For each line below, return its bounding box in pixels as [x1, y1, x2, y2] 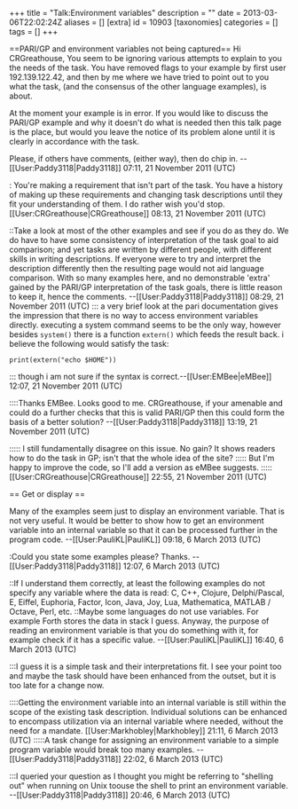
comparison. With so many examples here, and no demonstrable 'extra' [9, 272, 271, 283]
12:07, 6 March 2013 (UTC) [122, 561, 220, 571]
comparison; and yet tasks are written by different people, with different [9, 244, 272, 255]
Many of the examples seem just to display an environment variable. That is [9, 506, 286, 516]
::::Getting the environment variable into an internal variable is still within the [9, 697, 286, 708]
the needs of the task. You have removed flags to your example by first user [9, 62, 286, 73]
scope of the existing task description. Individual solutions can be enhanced [9, 707, 287, 717]
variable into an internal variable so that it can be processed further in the [9, 525, 278, 535]
